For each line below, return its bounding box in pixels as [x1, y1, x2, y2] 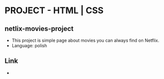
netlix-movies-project [4, 25, 74, 33]
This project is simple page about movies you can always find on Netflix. [11, 37, 160, 43]
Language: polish [11, 43, 47, 49]
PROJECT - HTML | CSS [4, 5, 104, 16]
